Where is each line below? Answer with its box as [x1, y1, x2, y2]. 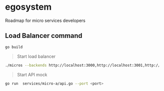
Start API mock [17, 72, 47, 77]
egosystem [5, 1, 52, 13]
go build [5, 44, 23, 50]
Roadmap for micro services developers [5, 18, 85, 23]
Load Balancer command [5, 32, 82, 40]
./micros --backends [5, 63, 47, 68]
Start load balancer [17, 53, 56, 59]
